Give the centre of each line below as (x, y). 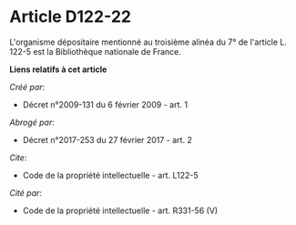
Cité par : (26, 192)
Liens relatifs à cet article (58, 69)
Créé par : (27, 87)
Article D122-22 (71, 17)
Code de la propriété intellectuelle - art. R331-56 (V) (120, 210)
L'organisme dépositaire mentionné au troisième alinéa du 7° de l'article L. (148, 42)
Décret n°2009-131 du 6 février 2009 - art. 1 (105, 104)
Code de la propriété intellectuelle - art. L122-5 (110, 175)
